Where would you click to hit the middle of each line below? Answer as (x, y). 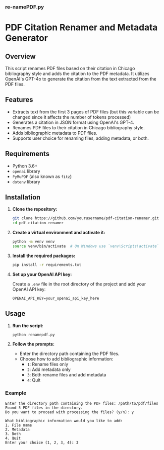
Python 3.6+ (25, 166)
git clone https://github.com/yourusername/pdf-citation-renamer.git (86, 218)
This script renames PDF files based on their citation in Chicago (70, 68)
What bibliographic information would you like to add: (64, 421)
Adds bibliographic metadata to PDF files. (55, 133)
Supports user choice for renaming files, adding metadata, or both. (81, 138)
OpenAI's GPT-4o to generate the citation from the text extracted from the (81, 79)
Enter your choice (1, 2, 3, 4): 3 (42, 443)
